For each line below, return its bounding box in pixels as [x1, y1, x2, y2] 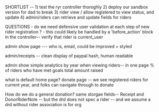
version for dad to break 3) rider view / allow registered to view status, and [5, 9, 154, 15]
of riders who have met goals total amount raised [5, 67, 103, 73]
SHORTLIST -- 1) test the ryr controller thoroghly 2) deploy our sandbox [5, 4, 148, 10]
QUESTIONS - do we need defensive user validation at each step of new [5, 24, 150, 30]
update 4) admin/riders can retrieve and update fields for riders [5, 15, 132, 20]
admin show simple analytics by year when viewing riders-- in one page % [5, 63, 154, 68]
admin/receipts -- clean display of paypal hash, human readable [5, 53, 133, 59]
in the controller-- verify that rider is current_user [5, 34, 103, 40]
